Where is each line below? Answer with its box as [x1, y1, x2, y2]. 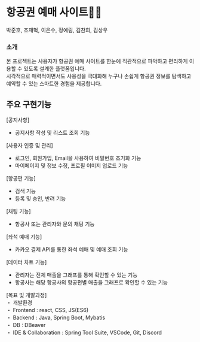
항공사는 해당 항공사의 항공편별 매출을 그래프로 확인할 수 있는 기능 [14, 279, 168, 286]
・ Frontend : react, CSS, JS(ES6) [6, 307, 89, 314]
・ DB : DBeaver [6, 322, 46, 329]
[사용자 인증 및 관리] [6, 142, 54, 149]
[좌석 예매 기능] [6, 233, 42, 240]
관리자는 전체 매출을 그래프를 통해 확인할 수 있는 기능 [14, 271, 138, 279]
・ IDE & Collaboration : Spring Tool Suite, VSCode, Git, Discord [6, 329, 162, 336]
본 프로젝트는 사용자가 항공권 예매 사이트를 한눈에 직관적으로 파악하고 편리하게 [6, 57, 188, 65]
